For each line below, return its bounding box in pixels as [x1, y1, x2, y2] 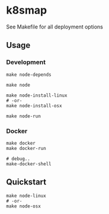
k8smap [6, 4, 47, 17]
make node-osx [6, 203, 41, 209]
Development [6, 58, 46, 66]
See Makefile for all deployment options [6, 23, 104, 30]
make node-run [6, 113, 41, 119]
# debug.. [6, 155, 31, 162]
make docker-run [6, 145, 46, 151]
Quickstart [6, 177, 47, 187]
